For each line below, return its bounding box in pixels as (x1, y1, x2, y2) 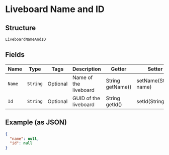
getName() (106, 83, 132, 90)
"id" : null (10, 141, 33, 146)
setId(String (136, 98, 164, 105)
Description (72, 65, 102, 72)
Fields (5, 50, 25, 59)
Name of (72, 74, 93, 81)
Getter (111, 65, 127, 72)
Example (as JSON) (5, 118, 67, 127)
